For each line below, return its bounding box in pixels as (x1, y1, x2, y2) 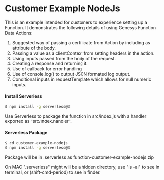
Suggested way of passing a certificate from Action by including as (12, 39, 150, 45)
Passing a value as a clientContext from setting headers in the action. (12, 50, 155, 56)
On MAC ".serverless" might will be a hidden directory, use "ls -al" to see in (5, 164, 160, 170)
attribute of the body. (12, 45, 56, 51)
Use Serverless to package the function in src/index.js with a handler (5, 113, 147, 119)
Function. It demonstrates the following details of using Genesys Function (5, 24, 156, 30)
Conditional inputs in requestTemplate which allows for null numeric (12, 76, 152, 82)
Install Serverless (5, 93, 42, 99)
